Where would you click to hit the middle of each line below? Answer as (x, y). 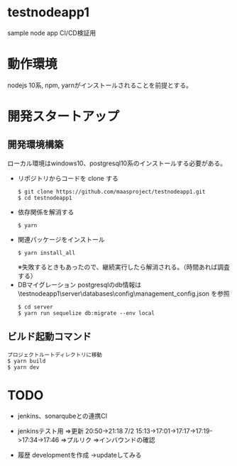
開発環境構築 (35, 145)
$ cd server (35, 307)
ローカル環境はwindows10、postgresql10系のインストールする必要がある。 (117, 163)
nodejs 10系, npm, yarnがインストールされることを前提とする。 (100, 85)
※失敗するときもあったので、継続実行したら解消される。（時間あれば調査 (124, 267)
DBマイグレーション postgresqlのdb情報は (79, 284)
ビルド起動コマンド (49, 337)
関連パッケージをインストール (61, 239)
